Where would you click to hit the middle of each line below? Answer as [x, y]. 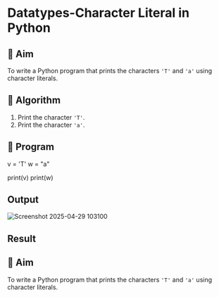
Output [23, 200]
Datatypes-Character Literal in [99, 13]
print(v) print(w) [31, 177]
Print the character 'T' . [51, 117]
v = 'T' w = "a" [29, 164]
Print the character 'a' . [51, 125]
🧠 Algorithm [34, 100]
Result [22, 238]
